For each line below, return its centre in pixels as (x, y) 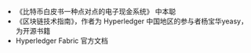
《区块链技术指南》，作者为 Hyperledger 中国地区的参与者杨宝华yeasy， (132, 21)
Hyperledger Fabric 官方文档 (62, 41)
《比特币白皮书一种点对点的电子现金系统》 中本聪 (96, 11)
